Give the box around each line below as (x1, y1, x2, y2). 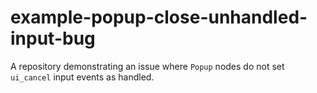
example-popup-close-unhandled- (10, 6, 308, 29)
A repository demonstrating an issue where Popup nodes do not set (10, 60, 285, 72)
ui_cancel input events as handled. (10, 71, 155, 83)
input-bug (10, 27, 96, 50)
